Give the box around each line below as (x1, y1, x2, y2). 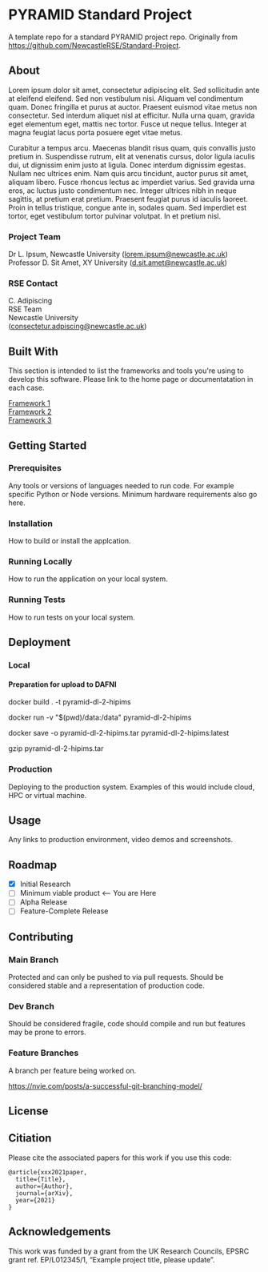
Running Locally (8, 556, 73, 568)
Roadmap (8, 858, 58, 872)
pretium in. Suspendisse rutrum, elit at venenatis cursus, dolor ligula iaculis (8, 151, 255, 161)
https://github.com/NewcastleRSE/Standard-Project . (8, 40, 182, 50)
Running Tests (8, 594, 66, 605)
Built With (8, 344, 58, 358)
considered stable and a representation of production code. (8, 981, 206, 990)
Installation (8, 518, 54, 529)
